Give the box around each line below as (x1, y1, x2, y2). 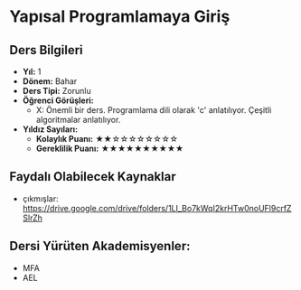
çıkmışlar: (22, 192, 59, 204)
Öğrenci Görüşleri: (22, 95, 94, 106)
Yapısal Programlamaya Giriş (9, 6, 230, 27)
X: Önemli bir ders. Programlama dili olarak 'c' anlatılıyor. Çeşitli (35, 105, 272, 115)
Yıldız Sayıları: (22, 124, 79, 135)
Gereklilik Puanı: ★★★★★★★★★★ (35, 143, 184, 154)
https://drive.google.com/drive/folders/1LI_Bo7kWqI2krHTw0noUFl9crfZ (22, 202, 292, 213)
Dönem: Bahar (22, 76, 78, 87)
